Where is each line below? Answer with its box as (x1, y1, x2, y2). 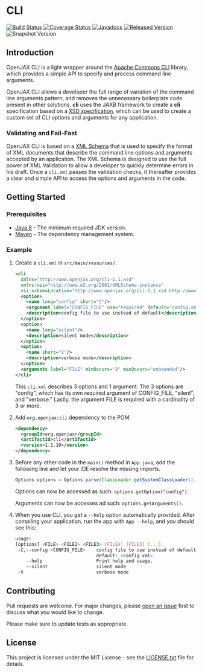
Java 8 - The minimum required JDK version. (14, 224, 127, 231)
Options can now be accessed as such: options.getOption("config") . (14, 487, 189, 495)
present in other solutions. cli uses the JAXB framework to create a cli (6, 101, 181, 108)
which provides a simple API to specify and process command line (6, 70, 172, 77)
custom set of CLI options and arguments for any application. (6, 114, 159, 121)
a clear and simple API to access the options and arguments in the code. (6, 174, 186, 182)
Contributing (6, 586, 55, 597)
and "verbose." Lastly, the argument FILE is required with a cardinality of (14, 395, 195, 403)
